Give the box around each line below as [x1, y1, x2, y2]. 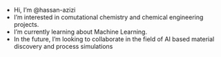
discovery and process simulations [13, 43, 113, 50]
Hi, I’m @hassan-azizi [13, 6, 76, 14]
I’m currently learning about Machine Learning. [13, 27, 147, 36]
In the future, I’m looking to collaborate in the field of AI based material [13, 35, 215, 43]
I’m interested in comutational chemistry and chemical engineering [13, 13, 204, 21]
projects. [13, 21, 39, 28]
